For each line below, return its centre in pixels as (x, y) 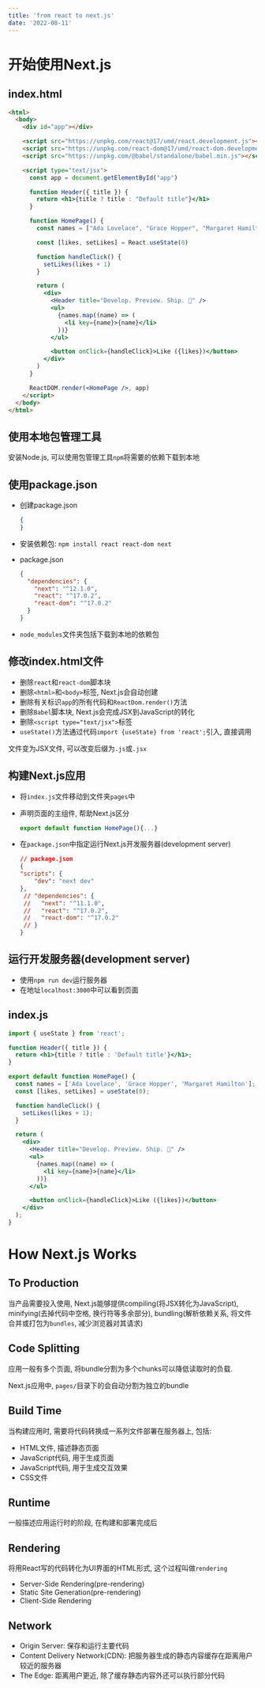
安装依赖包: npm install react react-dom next (95, 544)
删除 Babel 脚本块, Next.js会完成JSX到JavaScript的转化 (107, 711)
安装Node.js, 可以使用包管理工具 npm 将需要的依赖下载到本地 (104, 457)
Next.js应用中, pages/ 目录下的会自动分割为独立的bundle (99, 1385)
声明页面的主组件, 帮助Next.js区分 (75, 813)
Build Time (35, 1411)
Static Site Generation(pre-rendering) (80, 1592)
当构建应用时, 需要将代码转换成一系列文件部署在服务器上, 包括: (110, 1431)
